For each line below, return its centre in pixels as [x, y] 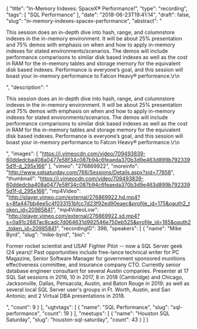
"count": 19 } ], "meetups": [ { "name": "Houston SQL [106, 313]
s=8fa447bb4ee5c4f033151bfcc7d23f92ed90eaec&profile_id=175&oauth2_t [98, 203]
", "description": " [27, 87]
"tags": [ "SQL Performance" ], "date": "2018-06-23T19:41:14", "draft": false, [98, 15]
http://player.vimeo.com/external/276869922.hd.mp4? [74, 197]
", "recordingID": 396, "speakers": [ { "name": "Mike [119, 228]
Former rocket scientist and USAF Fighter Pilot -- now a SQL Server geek [94, 246]
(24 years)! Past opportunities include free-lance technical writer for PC [93, 252]
